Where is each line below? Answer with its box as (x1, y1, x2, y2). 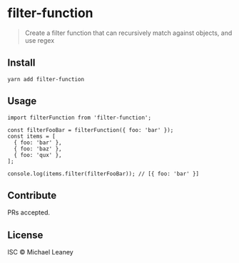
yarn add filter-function (7, 76, 84, 83)
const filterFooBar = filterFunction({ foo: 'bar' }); (7, 126, 174, 133)
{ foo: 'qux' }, (14, 151, 62, 158)
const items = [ (7, 133, 56, 140)
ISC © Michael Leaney (7, 248, 73, 257)
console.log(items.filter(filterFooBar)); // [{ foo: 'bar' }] (7, 170, 200, 177)
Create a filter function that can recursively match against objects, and (24, 29, 233, 37)
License (7, 229, 44, 241)
